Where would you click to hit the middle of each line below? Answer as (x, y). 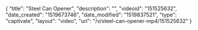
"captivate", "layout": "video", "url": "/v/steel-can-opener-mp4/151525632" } (99, 21)
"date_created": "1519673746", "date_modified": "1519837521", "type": (91, 15)
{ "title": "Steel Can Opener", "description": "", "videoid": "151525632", (91, 9)
